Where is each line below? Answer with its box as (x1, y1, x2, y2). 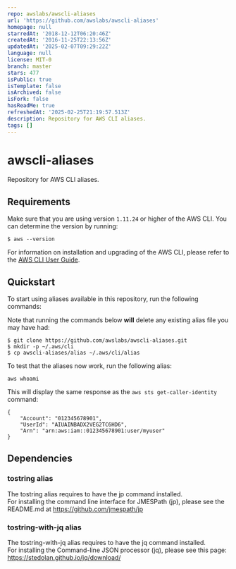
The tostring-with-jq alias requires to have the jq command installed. (7, 539, 206, 547)
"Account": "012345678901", (20, 415, 102, 422)
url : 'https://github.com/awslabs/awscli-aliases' (7, 17, 159, 24)
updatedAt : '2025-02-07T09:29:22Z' (7, 43, 112, 50)
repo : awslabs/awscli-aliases (7, 10, 97, 18)
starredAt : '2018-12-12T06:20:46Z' (7, 30, 112, 37)
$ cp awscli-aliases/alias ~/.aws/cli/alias (7, 350, 140, 357)
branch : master (7, 63, 52, 70)
